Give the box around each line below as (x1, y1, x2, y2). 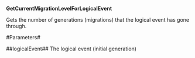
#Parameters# (6, 34, 41, 40)
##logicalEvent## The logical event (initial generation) (6, 45, 136, 52)
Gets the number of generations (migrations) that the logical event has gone (6, 16, 190, 23)
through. (6, 23, 27, 29)
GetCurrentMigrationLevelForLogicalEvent (6, 5, 112, 12)
